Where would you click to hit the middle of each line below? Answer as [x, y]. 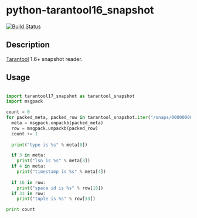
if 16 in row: [28, 182]
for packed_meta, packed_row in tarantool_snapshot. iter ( [78, 118]
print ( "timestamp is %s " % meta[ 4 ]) [62, 172]
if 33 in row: [28, 193]
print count [21, 210]
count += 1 [25, 134]
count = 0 [18, 112]
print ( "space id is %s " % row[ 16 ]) [60, 188]
